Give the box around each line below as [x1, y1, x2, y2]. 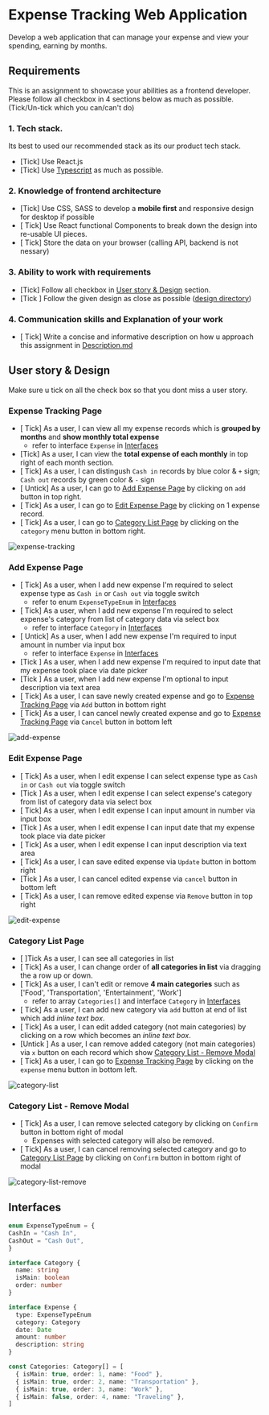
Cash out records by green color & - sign [19, 475, 155, 485]
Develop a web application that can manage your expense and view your [8, 32, 249, 42]
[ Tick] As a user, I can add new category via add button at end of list [19, 1004, 247, 1014]
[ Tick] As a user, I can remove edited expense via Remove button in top [19, 891, 253, 900]
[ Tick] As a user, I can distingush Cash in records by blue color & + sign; [19, 466, 261, 476]
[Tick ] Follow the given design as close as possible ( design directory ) [19, 293, 252, 303]
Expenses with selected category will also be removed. [31, 1136, 214, 1145]
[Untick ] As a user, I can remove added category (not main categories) [19, 1039, 255, 1049]
